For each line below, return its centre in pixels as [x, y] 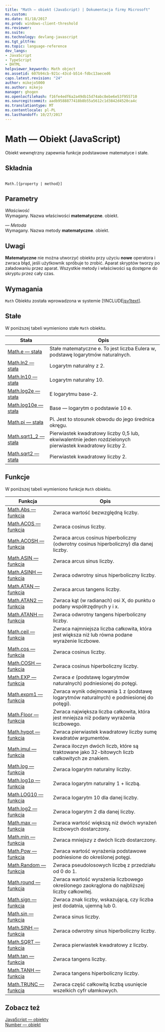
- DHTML [13, 64]
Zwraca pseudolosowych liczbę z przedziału [104, 865]
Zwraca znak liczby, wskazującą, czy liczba [103, 899]
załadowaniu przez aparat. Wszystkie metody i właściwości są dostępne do [82, 268]
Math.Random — [27, 865]
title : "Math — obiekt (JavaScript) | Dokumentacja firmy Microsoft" [78, 10]
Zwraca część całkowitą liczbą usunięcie [100, 984]
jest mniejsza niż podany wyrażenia [94, 717]
